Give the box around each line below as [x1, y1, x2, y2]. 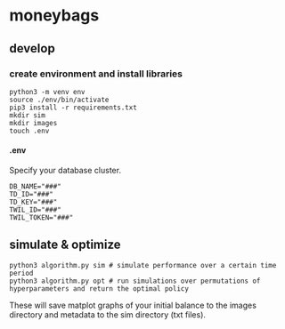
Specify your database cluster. [9, 165, 122, 176]
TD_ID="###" [9, 190, 53, 199]
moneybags [9, 5, 100, 26]
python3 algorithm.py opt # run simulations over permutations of [9, 277, 261, 285]
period [9, 269, 34, 277]
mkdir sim [9, 110, 46, 120]
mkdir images [9, 118, 58, 127]
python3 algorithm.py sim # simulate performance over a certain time [9, 261, 277, 269]
